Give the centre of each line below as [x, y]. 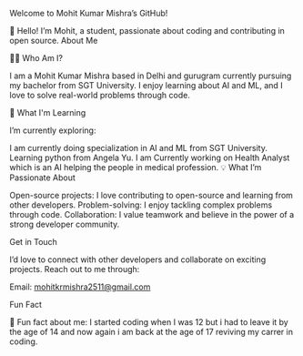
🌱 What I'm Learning [48, 112]
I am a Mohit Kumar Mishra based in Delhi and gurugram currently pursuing [151, 76]
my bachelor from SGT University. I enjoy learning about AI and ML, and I [146, 85]
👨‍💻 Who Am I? [36, 58]
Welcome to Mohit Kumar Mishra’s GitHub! [89, 13]
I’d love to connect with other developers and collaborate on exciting [138, 259]
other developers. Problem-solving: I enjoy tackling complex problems [141, 205]
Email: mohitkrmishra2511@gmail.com [80, 287]
